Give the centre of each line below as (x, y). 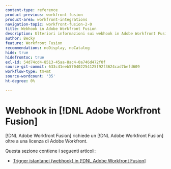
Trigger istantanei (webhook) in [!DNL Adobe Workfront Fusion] (79, 160)
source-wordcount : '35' (31, 76)
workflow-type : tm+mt (28, 72)
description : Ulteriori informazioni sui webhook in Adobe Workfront (81, 34)
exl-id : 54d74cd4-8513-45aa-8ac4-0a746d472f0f (55, 62)
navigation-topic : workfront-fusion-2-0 (49, 24)
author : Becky (20, 39)
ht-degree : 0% (20, 81)
